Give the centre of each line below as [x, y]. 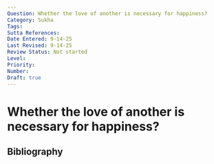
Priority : [21, 65]
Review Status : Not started [47, 52]
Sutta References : [33, 33]
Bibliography [35, 151]
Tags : [15, 26]
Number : [18, 71]
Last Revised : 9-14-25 [40, 45]
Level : [17, 59]
